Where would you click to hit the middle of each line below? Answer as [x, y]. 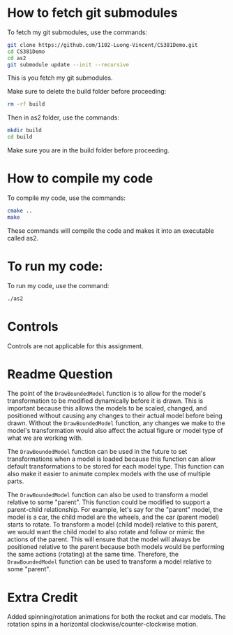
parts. [16, 481]
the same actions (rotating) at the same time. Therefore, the [93, 555]
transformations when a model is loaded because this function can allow [112, 459]
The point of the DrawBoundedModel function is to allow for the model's [107, 394]
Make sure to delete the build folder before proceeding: [87, 92]
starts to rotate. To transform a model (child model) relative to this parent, [113, 525]
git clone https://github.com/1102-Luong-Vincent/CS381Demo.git [103, 45]
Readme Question [60, 374]
